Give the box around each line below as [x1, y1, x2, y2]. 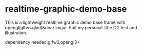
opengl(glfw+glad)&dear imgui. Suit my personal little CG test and [5, 24, 138, 30]
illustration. [5, 30, 28, 35]
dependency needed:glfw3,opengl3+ [5, 39, 80, 45]
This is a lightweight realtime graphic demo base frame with [5, 19, 125, 25]
